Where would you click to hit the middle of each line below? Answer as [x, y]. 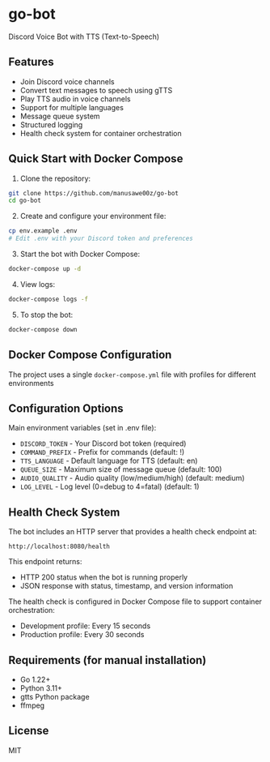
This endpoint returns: [45, 562]
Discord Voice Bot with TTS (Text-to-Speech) [84, 36]
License [29, 731]
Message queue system [60, 116]
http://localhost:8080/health [59, 547]
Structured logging [51, 124]
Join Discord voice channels [67, 81]
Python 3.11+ [41, 688]
